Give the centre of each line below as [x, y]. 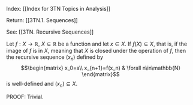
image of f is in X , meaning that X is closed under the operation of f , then [96, 51]
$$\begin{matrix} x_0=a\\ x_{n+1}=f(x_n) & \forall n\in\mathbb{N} [101, 68]
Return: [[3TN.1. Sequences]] [42, 20]
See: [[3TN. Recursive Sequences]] [50, 32]
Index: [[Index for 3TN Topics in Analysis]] [58, 9]
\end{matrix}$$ [101, 74]
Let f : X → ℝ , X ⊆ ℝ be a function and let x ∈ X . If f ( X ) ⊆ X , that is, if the [97, 44]
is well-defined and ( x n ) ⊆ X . [42, 84]
